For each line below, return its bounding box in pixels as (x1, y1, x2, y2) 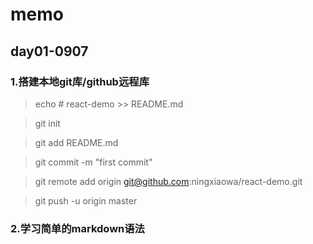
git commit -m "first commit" (34, 156, 153, 168)
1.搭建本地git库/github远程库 (10, 74, 150, 88)
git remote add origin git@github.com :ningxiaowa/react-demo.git (34, 175, 303, 187)
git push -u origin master (34, 194, 138, 207)
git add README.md (34, 136, 119, 148)
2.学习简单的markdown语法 (10, 221, 145, 235)
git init (34, 117, 61, 129)
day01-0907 (10, 43, 89, 60)
